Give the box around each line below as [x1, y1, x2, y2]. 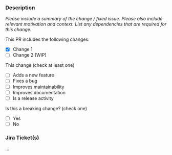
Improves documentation [12, 89, 66, 95]
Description [5, 4, 35, 11]
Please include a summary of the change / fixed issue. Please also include [5, 16, 163, 22]
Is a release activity [12, 95, 54, 101]
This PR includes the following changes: [5, 36, 90, 42]
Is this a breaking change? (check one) [5, 105, 88, 111]
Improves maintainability [12, 84, 64, 90]
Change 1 [12, 46, 33, 53]
